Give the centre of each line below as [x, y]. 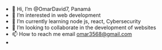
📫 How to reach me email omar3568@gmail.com [72, 34]
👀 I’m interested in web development [56, 15]
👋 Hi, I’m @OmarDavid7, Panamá [51, 9]
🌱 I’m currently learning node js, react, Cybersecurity [76, 21]
